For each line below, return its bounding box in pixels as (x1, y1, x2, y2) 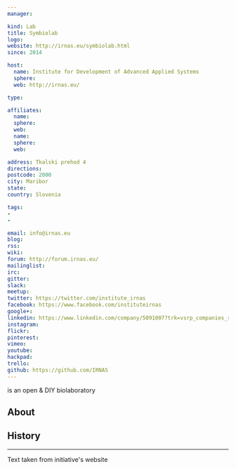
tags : (7, 204, 23, 211)
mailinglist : (7, 262, 46, 269)
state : (7, 185, 27, 192)
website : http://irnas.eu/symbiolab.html (7, 43, 131, 50)
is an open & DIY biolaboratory (7, 385, 96, 394)
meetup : (7, 289, 30, 296)
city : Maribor (7, 178, 49, 185)
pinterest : (7, 334, 39, 341)
